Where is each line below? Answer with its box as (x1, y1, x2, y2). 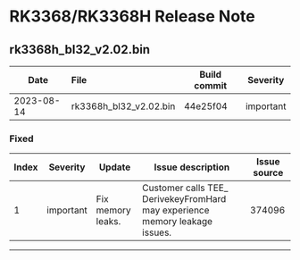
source (253, 167, 284, 180)
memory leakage (142, 215, 212, 228)
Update (98, 161, 131, 173)
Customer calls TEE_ (142, 181, 229, 194)
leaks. (96, 215, 121, 228)
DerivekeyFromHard (142, 193, 227, 205)
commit (193, 80, 228, 91)
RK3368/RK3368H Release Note (9, 6, 256, 27)
